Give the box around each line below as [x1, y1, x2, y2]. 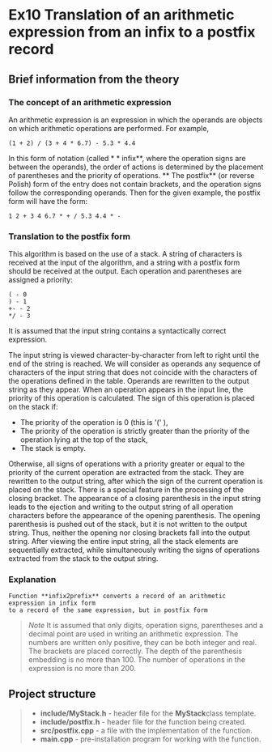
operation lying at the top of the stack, [19, 435, 148, 444]
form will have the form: [8, 196, 87, 206]
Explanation [8, 574, 57, 585]
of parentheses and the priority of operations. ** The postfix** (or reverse [8, 170, 255, 180]
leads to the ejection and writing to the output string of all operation [8, 502, 234, 512]
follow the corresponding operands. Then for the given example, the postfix [8, 188, 261, 198]
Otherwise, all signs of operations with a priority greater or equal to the [8, 459, 245, 469]
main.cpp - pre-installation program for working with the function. [40, 734, 261, 744]
